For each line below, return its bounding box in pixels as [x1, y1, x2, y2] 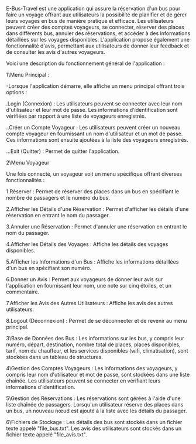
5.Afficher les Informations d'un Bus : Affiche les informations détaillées [6, 258, 179, 265]
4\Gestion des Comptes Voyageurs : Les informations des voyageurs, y [6, 365, 178, 371]
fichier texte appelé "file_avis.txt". [6, 431, 87, 438]
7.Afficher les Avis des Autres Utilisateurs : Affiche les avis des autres [6, 300, 173, 306]
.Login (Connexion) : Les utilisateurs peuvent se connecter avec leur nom [6, 100, 183, 107]
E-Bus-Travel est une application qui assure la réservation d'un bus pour [6, 5, 181, 12]
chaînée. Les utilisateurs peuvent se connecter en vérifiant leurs [6, 377, 161, 384]
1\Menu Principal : [6, 71, 50, 78]
